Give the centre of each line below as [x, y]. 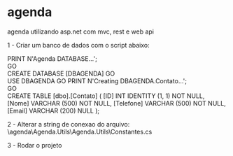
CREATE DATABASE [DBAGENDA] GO [61, 73]
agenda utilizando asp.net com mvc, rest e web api [80, 31]
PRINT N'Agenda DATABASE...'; [52, 58]
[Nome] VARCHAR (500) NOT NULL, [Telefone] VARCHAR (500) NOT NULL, [116, 103]
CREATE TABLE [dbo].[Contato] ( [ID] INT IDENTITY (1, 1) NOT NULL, [106, 96]
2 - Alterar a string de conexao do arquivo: [69, 124]
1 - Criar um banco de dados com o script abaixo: [78, 45]
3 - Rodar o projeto [35, 145]
